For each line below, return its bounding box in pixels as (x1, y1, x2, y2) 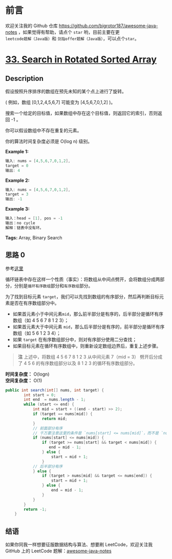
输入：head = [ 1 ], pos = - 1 (5, 216, 63, 221)
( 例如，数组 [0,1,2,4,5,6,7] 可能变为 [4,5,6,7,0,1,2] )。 (5, 99, 116, 105)
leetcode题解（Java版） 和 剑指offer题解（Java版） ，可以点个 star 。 (5, 35, 139, 42)
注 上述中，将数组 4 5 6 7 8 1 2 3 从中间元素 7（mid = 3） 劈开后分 (17, 354, 158, 360)
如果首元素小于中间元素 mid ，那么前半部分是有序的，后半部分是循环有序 (12, 310, 164, 317)
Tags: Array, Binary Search (5, 234, 62, 241)
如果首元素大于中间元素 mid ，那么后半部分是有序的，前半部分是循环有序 (12, 323, 165, 329)
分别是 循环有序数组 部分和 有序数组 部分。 (14, 282, 93, 288)
